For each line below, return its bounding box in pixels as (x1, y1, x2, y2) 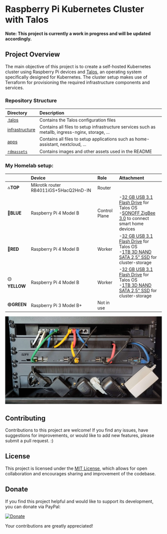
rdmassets (7, 149, 28, 154)
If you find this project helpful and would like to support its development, (5, 498, 154, 504)
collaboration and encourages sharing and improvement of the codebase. (5, 470, 156, 476)
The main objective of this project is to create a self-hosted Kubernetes (5, 63, 151, 69)
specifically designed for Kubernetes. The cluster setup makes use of (5, 74, 148, 80)
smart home (119, 220, 144, 227)
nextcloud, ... (60, 141, 86, 147)
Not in (97, 300, 110, 306)
